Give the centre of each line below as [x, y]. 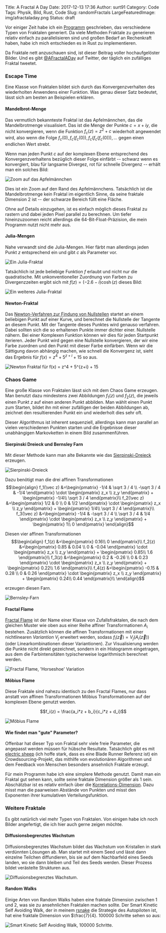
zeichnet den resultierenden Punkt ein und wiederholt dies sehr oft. [74, 412]
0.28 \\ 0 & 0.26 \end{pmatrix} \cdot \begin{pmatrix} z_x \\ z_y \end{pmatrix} [83, 573]
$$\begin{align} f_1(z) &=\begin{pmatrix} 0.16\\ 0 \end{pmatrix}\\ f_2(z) [83, 542]
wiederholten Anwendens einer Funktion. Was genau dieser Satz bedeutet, [82, 92]
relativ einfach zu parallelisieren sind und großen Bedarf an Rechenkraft [79, 38]
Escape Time [21, 76]
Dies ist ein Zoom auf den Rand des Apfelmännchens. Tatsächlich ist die [79, 188]
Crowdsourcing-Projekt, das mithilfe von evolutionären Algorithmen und [79, 759]
